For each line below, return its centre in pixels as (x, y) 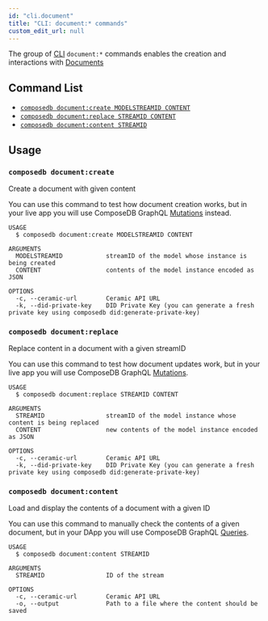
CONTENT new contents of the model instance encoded (137, 430)
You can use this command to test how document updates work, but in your (134, 364)
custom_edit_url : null (46, 31)
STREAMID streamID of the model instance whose (126, 416)
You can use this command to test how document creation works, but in (128, 204)
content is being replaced (54, 423)
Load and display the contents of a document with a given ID (109, 508)
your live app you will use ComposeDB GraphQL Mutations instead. (120, 213)
